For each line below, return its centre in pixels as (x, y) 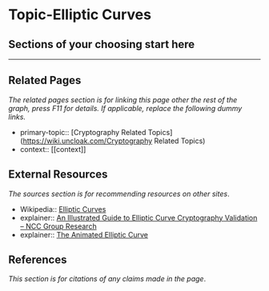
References (38, 260)
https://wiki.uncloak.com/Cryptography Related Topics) (114, 141)
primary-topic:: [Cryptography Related (83, 132)
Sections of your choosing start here (102, 44)
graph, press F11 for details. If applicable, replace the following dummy (125, 108)
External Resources (58, 175)
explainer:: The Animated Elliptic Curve (84, 234)
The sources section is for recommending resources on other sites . (119, 193)
